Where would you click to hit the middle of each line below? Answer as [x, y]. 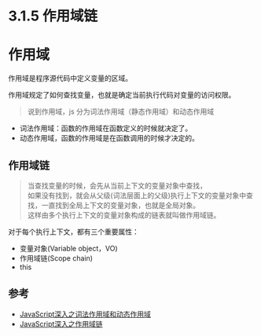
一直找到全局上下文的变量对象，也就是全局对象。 [121, 205]
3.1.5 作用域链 [53, 16]
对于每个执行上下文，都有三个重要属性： [74, 232]
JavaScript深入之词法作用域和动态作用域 [85, 314]
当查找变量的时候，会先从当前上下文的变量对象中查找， [117, 185]
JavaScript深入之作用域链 [61, 323]
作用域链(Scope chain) [56, 258]
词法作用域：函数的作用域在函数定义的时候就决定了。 [106, 128]
